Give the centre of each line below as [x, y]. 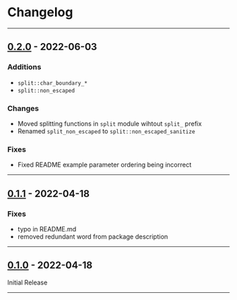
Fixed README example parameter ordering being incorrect [104, 165]
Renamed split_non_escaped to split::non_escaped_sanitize [106, 131]
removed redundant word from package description [93, 236]
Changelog [40, 12]
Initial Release [28, 282]
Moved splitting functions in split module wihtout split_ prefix [110, 124]
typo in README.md [47, 229]
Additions [24, 67]
